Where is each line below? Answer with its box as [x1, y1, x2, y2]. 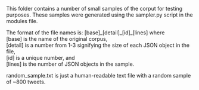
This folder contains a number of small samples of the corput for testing [6, 5, 183, 12]
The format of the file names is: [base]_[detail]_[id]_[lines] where [6, 29, 165, 36]
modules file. [6, 18, 38, 24]
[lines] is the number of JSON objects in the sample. [6, 60, 135, 67]
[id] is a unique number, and [6, 54, 76, 61]
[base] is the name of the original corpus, [6, 36, 108, 42]
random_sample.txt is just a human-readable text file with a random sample [6, 72, 191, 79]
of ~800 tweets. [6, 78, 46, 85]
